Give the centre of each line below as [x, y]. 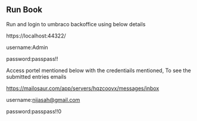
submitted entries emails [36, 76]
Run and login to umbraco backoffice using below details [76, 24]
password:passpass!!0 [34, 111]
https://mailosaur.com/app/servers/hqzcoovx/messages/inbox [83, 88]
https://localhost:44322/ [36, 36]
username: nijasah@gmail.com [43, 100]
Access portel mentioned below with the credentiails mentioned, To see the [99, 70]
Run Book [24, 10]
